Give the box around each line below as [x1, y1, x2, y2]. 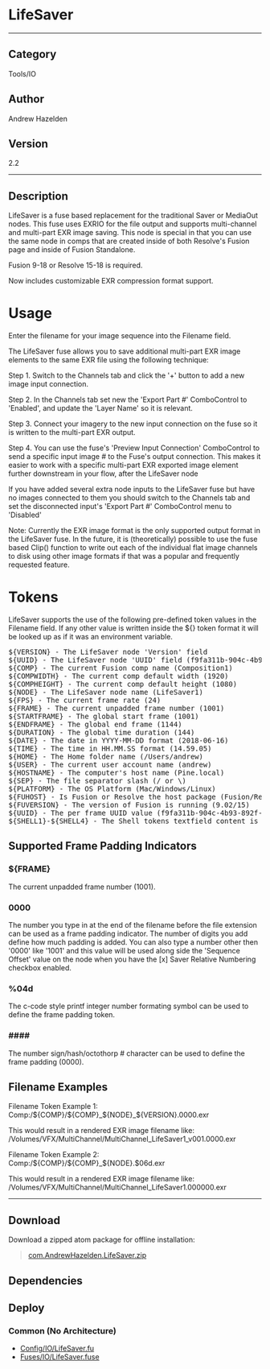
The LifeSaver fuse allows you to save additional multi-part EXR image [8, 346, 241, 356]
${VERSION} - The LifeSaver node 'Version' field [8, 647, 208, 657]
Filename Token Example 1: [8, 1102, 98, 1111]
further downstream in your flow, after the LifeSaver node [8, 469, 198, 478]
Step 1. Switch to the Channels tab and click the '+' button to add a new [8, 370, 245, 380]
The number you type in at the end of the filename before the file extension [8, 920, 257, 930]
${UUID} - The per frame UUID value [8, 809, 153, 818]
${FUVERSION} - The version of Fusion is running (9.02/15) [8, 800, 251, 810]
